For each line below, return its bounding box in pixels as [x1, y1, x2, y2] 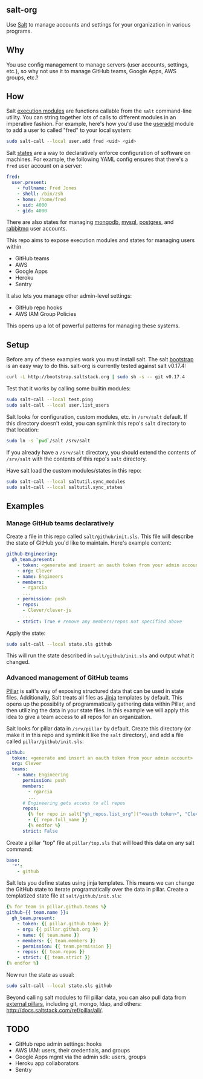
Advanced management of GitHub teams [6, 674, 129, 682]
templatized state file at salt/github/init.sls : [6, 892, 122, 899]
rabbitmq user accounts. [6, 225, 68, 232]
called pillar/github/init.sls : [6, 738, 84, 745]
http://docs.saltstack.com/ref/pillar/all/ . [6, 1006, 103, 1014]
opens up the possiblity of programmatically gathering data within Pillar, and [6, 700, 196, 707]
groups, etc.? [6, 74, 39, 81]
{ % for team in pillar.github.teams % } [6, 904, 107, 910]
